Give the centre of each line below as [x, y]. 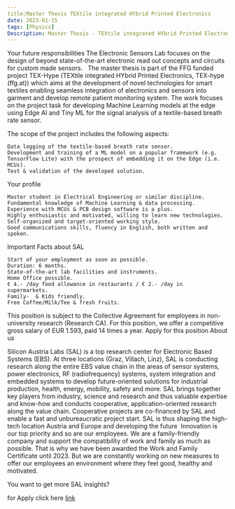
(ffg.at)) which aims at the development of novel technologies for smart [110, 83]
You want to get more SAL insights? [58, 484]
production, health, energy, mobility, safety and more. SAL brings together [114, 389]
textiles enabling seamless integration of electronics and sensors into [107, 90]
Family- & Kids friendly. [47, 297]
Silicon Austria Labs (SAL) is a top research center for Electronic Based [109, 352]
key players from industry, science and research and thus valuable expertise [117, 396]
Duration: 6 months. [37, 266]
